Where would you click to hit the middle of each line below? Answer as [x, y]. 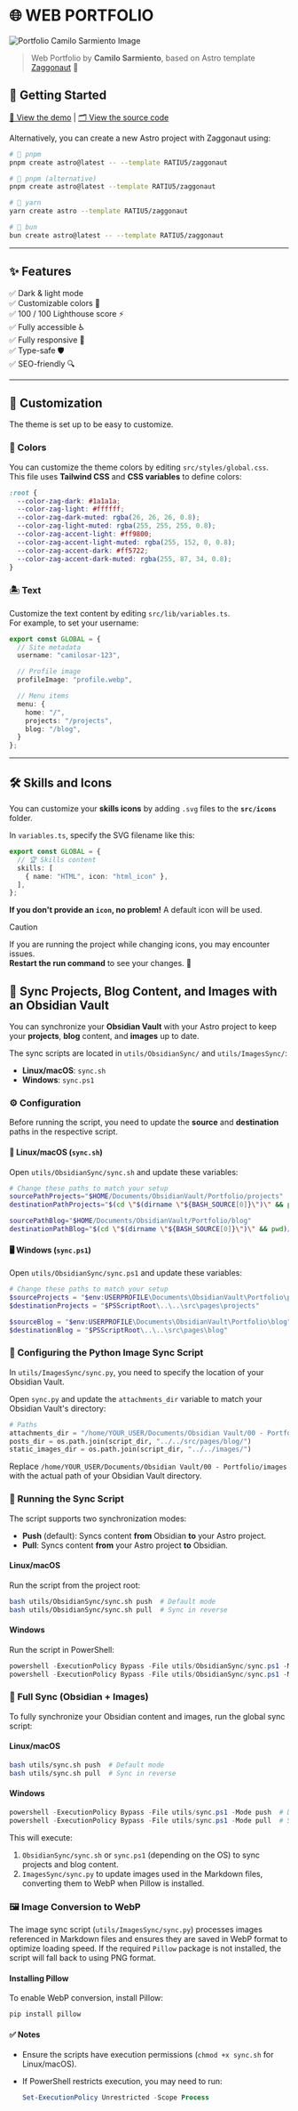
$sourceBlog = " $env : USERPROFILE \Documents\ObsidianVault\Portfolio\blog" [150, 1322]
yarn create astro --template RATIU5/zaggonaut [99, 211]
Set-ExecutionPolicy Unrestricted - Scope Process [116, 2098]
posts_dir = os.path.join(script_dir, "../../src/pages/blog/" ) [130, 1441]
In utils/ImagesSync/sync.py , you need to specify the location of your [137, 1372]
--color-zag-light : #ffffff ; [71, 509]
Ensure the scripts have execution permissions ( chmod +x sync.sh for [148, 2055]
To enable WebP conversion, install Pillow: [86, 1998]
